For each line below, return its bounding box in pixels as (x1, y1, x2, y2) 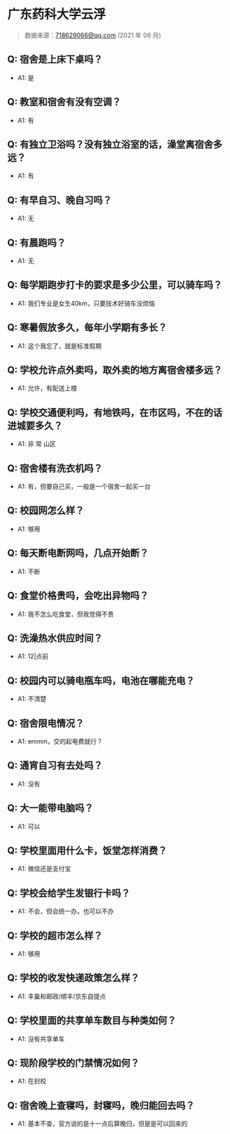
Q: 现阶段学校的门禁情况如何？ (7, 1057, 140, 1069)
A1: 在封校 (17, 1077, 47, 1086)
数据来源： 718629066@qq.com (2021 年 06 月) (24, 31, 161, 39)
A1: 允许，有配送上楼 (17, 384, 77, 393)
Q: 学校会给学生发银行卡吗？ (7, 887, 131, 899)
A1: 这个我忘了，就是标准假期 (17, 341, 102, 350)
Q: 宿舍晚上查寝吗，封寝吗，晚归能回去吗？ (7, 1100, 195, 1112)
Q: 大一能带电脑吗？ (7, 802, 94, 815)
